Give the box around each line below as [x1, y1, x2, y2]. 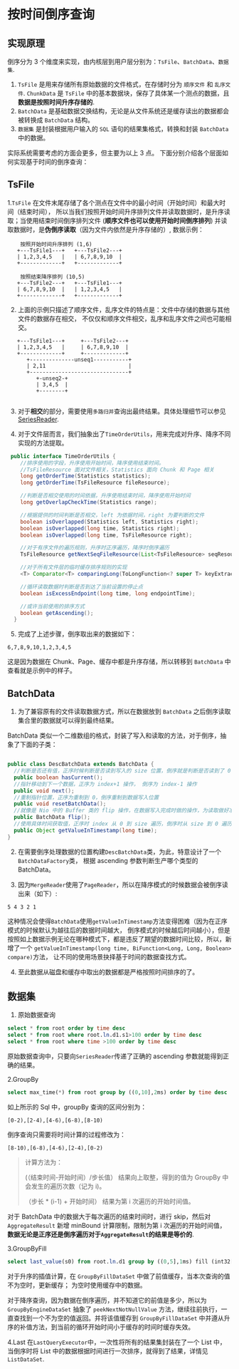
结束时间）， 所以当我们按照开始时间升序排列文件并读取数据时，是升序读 [19, 207, 230, 216]
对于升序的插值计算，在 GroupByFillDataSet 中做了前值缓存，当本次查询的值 [7, 1271, 230, 1280]
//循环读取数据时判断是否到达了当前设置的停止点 [20, 583, 144, 590]
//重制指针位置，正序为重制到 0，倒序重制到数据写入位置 [14, 794, 159, 801]
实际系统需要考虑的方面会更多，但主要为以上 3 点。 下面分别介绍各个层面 [7, 149, 223, 157]
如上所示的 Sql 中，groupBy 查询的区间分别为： [7, 1102, 147, 1111]
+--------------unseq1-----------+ [26, 356, 132, 363]
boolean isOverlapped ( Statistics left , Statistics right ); [20, 518, 199, 525]
